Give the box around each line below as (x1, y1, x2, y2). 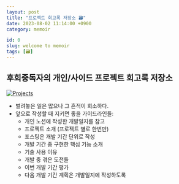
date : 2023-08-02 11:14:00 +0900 (6, 20, 92, 26)
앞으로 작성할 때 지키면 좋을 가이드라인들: (15, 110, 114, 117)
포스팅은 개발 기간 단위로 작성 (24, 132, 95, 140)
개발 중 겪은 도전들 (24, 156, 69, 163)
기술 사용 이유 (24, 148, 58, 155)
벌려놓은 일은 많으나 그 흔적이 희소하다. (15, 102, 109, 109)
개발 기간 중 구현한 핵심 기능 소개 (24, 140, 103, 148)
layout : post (6, 9, 40, 15)
